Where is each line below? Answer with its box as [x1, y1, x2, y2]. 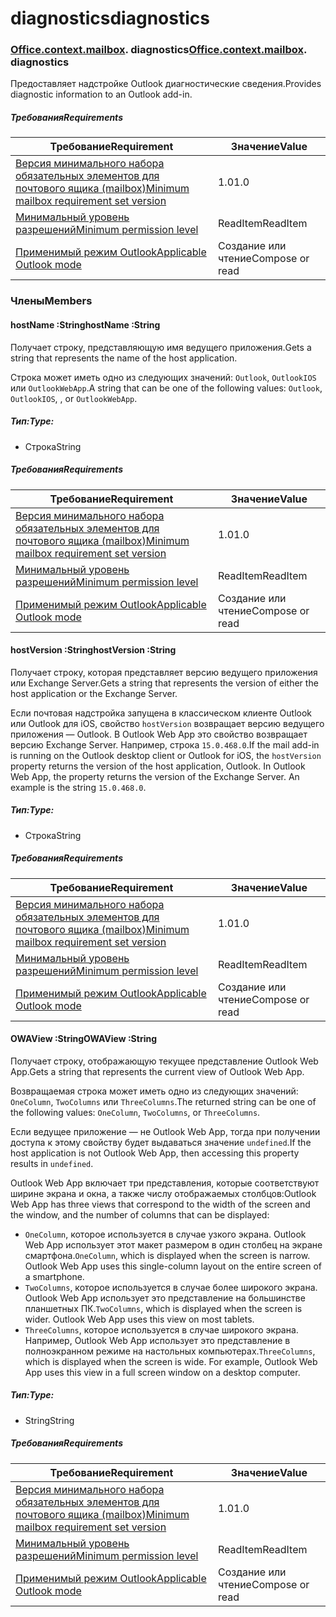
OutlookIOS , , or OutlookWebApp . [10, 392, 138, 404]
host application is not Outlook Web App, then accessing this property [10, 1147, 300, 1159]
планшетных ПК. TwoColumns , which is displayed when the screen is [24, 1302, 303, 1314]
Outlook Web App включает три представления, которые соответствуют [10, 1177, 320, 1189]
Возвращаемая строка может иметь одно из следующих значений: [10, 1085, 299, 1097]
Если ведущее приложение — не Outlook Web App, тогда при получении [10, 1125, 321, 1137]
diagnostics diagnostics [10, 7, 210, 30]
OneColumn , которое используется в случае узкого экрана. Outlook [24, 1228, 307, 1240]
